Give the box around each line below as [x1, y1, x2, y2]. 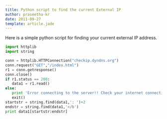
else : [5, 86, 16, 91]
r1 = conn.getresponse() [5, 67, 57, 72]
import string [5, 49, 35, 54]
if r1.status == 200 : [5, 77, 50, 82]
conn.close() [5, 72, 32, 77]
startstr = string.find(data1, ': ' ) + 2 [5, 100, 85, 105]
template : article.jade [5, 21, 55, 26]
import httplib [5, 44, 37, 50]
